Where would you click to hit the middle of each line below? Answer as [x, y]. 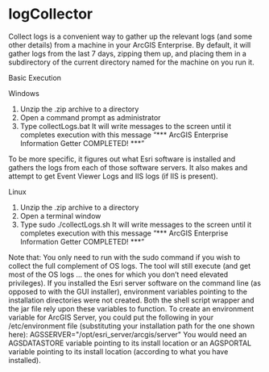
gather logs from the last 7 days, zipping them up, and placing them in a [128, 53]
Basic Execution [35, 77]
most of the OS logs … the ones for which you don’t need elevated [118, 274]
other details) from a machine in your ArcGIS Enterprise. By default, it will [130, 44]
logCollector [51, 14]
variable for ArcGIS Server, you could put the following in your [111, 317]
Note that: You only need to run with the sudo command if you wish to [124, 257]
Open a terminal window [60, 215]
